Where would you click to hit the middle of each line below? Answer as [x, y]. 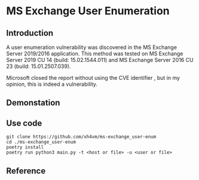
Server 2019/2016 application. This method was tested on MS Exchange [95, 54]
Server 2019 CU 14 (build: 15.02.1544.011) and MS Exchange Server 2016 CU [100, 60]
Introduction [30, 33]
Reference [26, 171]
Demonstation [33, 103]
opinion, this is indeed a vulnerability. [52, 84]
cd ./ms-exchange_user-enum [41, 142]
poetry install [25, 147]
